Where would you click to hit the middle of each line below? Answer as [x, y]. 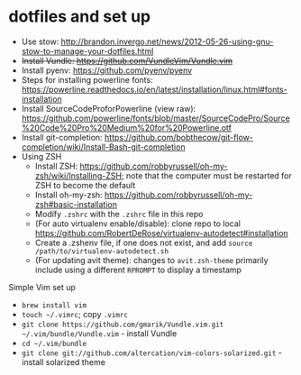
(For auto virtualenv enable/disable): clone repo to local [137, 224]
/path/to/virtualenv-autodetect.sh [101, 251]
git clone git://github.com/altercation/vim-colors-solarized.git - [152, 352]
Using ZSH [41, 156]
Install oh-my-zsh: [68, 195]
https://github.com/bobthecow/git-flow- [179, 137]
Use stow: [40, 41]
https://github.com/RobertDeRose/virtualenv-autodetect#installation [162, 233]
